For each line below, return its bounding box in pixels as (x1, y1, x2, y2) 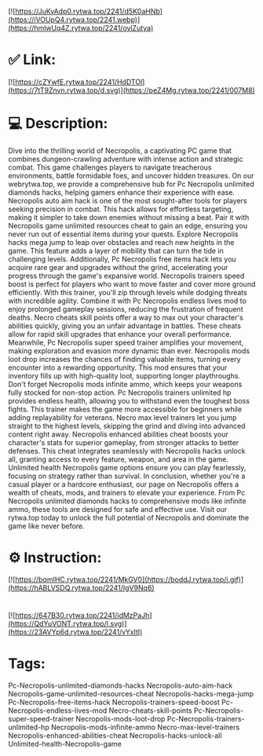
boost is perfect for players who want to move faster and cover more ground (8, 279, 256, 289)
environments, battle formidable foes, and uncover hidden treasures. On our (8, 170, 254, 180)
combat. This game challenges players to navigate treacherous (8, 163, 212, 172)
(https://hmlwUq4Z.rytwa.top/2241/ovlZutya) (8, 24, 154, 32)
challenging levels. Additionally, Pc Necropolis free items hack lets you (8, 254, 237, 264)
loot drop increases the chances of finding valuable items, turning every (8, 354, 241, 363)
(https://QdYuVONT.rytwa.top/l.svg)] (8, 619, 127, 628)
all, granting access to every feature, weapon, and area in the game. (8, 455, 229, 464)
